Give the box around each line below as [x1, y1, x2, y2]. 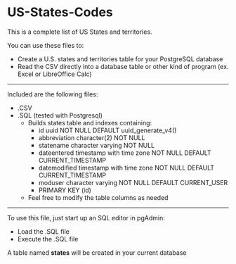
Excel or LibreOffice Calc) [17, 70, 93, 78]
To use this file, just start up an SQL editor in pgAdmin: [7, 213, 165, 222]
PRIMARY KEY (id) [38, 186, 91, 194]
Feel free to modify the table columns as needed [27, 193, 169, 201]
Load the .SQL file [17, 227, 70, 236]
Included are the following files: [7, 89, 98, 99]
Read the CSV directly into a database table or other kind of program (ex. [17, 62, 229, 70]
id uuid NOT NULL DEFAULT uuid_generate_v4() [38, 126, 177, 134]
